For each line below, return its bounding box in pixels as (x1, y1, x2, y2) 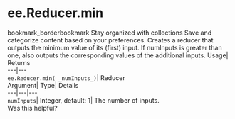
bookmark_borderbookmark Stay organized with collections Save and (7, 28, 212, 37)
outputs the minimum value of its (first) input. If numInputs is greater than (7, 43, 222, 52)
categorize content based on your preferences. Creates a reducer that (7, 35, 214, 44)
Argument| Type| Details (7, 81, 79, 89)
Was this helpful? (7, 103, 58, 112)
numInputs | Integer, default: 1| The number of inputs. (7, 96, 160, 104)
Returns (7, 58, 31, 67)
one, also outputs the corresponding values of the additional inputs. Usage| (7, 51, 229, 59)
